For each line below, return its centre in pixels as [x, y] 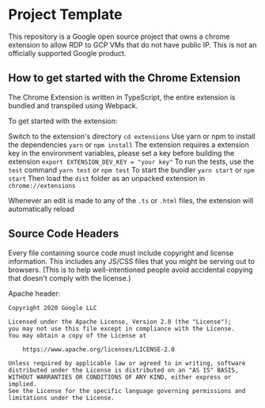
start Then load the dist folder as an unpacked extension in [107, 178]
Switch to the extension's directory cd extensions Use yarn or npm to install [132, 136]
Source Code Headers [64, 234]
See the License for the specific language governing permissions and [127, 391]
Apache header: [34, 293]
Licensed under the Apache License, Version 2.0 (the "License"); [120, 322]
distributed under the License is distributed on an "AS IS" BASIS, [123, 370]
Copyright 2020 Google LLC [53, 308]
